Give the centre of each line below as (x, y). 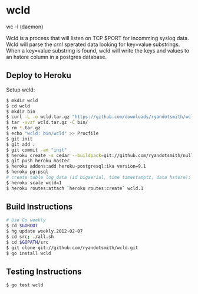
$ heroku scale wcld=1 (34, 183)
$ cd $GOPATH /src (27, 242)
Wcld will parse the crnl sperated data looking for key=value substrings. (93, 44)
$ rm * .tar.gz (24, 128)
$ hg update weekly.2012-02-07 (44, 231)
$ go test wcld (25, 285)
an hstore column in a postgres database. (57, 57)
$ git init (19, 139)
